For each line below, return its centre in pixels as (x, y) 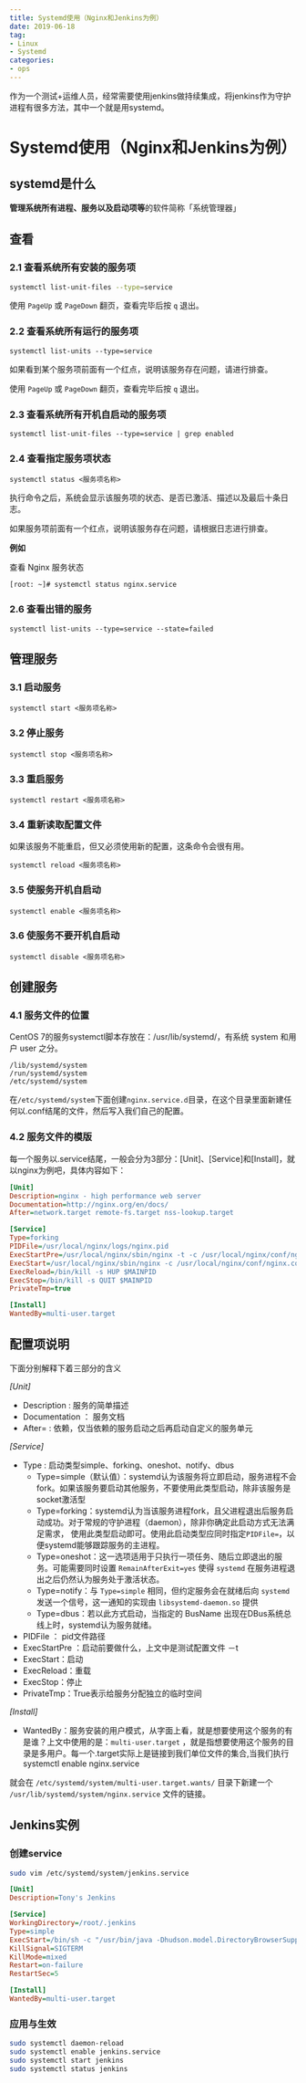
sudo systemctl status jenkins (69, 2068)
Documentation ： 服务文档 (74, 1417)
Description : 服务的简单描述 (76, 1405)
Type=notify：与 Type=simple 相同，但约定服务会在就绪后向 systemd (163, 1590)
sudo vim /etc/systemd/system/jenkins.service (99, 1873)
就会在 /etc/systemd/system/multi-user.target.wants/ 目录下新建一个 (141, 1782)
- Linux (24, 43)
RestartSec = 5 (34, 1974)
